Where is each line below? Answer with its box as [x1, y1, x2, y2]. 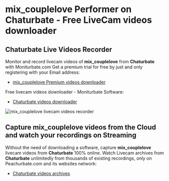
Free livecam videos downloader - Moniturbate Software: [5, 89, 124, 95]
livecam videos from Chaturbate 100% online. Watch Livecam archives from [5, 150, 164, 156]
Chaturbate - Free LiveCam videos [5, 14, 152, 26]
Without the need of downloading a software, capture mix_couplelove [5, 144, 151, 150]
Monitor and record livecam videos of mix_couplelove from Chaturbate [5, 59, 155, 64]
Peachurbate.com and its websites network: [5, 160, 97, 166]
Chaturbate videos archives [12, 170, 71, 176]
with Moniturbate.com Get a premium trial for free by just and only [5, 64, 143, 70]
